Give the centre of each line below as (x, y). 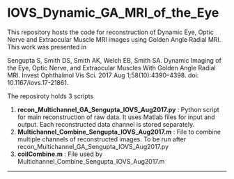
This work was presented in (47, 47)
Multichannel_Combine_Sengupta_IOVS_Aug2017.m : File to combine (119, 132)
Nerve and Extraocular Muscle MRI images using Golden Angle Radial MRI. (114, 39)
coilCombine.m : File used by (60, 154)
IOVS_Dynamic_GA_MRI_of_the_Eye (113, 13)
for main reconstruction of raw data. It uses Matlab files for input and (116, 117)
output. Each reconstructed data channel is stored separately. (106, 124)
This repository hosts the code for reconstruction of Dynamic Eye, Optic (110, 32)
